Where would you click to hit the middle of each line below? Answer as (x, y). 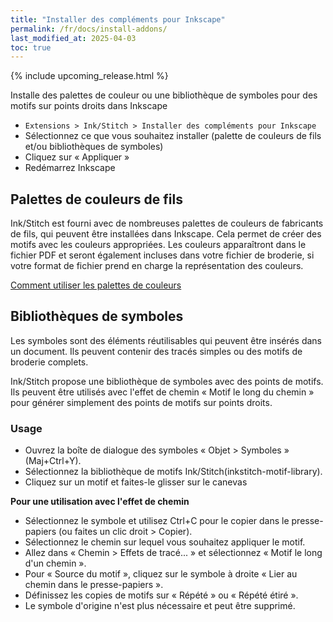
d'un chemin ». (55, 563)
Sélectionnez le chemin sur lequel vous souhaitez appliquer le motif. (165, 542)
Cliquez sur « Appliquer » (77, 157)
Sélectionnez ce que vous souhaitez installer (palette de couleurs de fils (173, 136)
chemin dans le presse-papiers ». (94, 585)
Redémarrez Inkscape (70, 168)
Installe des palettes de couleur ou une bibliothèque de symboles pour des (164, 95)
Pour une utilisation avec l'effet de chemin (100, 502)
